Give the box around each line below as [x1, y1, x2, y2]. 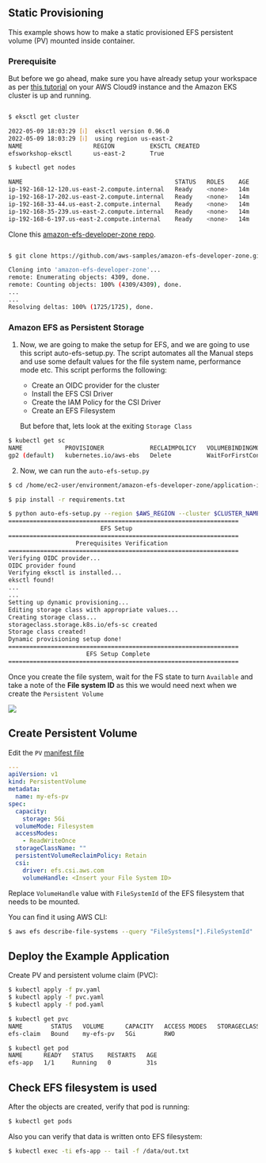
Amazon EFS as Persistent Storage [8, 322, 145, 333]
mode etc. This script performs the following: [19, 365, 168, 375]
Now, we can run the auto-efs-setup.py [19, 466, 150, 475]
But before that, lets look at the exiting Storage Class [19, 421, 192, 431]
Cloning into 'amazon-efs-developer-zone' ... [8, 266, 161, 274]
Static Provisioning [8, 6, 104, 20]
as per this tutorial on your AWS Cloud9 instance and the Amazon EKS [8, 83, 237, 92]
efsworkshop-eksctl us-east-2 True [8, 149, 165, 157]
